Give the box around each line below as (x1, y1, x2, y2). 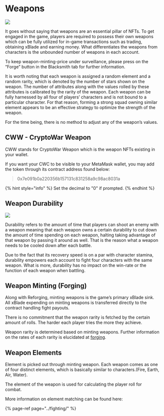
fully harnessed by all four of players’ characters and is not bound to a (5, 94, 147, 100)
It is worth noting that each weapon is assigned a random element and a (5, 73, 151, 79)
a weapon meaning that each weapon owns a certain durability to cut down (5, 227, 157, 232)
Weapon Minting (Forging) (5, 281, 87, 290)
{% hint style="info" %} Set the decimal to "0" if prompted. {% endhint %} (5, 185, 155, 191)
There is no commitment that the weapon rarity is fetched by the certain (5, 314, 150, 321)
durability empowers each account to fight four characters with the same (5, 257, 153, 263)
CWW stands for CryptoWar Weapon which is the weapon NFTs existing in (5, 146, 155, 152)
